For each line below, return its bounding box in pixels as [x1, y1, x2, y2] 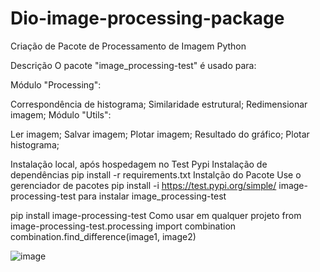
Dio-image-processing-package [10, 7, 285, 30]
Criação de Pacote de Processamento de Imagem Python [10, 40, 247, 52]
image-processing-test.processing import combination [10, 220, 237, 232]
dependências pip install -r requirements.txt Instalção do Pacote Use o [10, 168, 302, 181]
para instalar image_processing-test [78, 190, 227, 202]
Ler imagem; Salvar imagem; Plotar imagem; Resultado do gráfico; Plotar [10, 128, 310, 140]
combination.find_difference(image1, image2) [10, 230, 197, 242]
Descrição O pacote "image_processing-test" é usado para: [10, 59, 257, 71]
